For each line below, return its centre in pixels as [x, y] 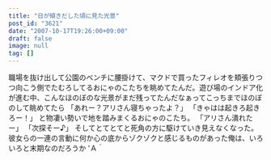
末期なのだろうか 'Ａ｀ [67, 148]
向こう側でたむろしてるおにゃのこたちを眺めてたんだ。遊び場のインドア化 [139, 87]
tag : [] [21, 53]
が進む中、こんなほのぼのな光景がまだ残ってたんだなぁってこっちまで [125, 97]
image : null [28, 46]
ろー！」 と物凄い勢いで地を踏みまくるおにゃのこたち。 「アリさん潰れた [131, 118]
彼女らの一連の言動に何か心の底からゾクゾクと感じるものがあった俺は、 [129, 138]
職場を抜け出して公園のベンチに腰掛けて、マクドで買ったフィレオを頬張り [132, 77]
